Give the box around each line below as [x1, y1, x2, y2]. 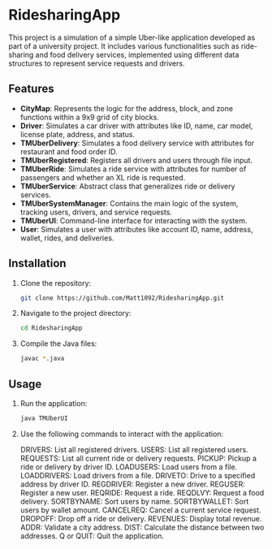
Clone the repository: [19, 278, 92, 287]
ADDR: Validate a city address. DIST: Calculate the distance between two [19, 522, 265, 532]
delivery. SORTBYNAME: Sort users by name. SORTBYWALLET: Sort [19, 496, 249, 506]
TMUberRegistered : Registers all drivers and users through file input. [19, 155, 253, 165]
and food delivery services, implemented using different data [35, 50, 240, 59]
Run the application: [19, 399, 88, 408]
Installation [8, 257, 67, 270]
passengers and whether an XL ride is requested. [19, 172, 186, 182]
